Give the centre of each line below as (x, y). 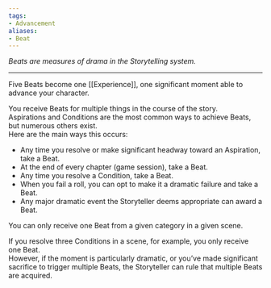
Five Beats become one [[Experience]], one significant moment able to (126, 85)
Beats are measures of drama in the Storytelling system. (102, 61)
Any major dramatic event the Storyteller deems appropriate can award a (141, 202)
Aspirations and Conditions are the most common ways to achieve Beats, (130, 117)
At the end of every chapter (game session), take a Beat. (114, 167)
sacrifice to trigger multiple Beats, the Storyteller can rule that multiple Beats (135, 267)
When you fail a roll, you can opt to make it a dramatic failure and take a (139, 184)
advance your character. (49, 93)
